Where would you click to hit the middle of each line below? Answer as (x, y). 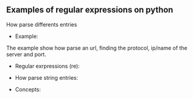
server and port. (26, 54)
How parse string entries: (46, 77)
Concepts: (28, 89)
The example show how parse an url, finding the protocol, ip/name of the (97, 48)
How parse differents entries (42, 24)
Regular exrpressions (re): (47, 66)
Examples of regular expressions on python (90, 10)
